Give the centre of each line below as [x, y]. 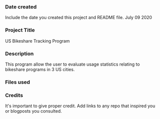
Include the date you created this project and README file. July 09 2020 [79, 18]
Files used [18, 82]
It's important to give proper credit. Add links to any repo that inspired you [80, 106]
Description [19, 53]
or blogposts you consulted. [34, 111]
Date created [21, 7]
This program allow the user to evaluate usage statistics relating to [73, 64]
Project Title [20, 30]
